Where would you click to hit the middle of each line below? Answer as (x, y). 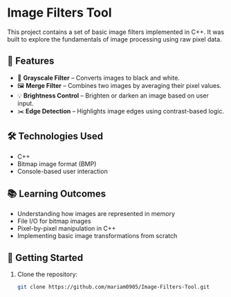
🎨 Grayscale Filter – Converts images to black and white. (98, 78)
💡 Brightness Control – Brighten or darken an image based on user (113, 96)
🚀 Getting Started (45, 258)
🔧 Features (31, 61)
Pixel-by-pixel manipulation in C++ (66, 228)
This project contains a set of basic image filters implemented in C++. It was (116, 32)
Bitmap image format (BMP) (57, 163)
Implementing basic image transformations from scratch (97, 236)
